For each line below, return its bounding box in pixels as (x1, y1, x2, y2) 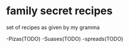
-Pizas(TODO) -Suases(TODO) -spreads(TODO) (6, 35, 124, 42)
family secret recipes (6, 4, 113, 18)
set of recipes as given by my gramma (6, 24, 100, 31)
